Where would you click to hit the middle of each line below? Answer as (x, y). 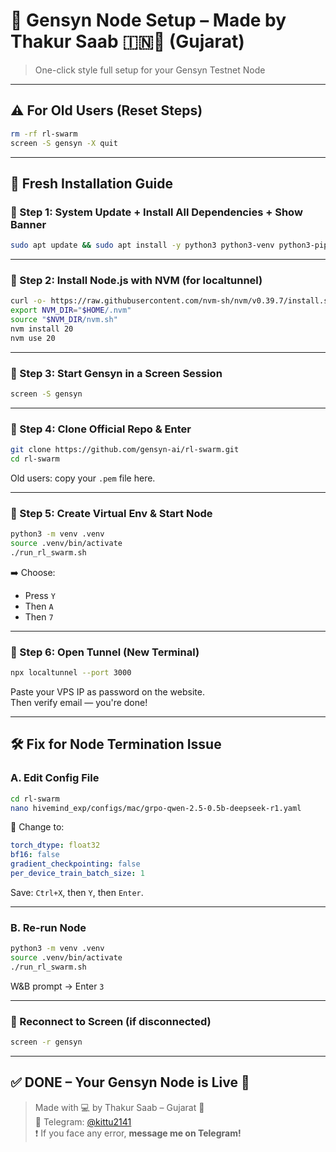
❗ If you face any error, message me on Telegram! (138, 1133)
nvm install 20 (42, 329)
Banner (28, 224)
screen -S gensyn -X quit (64, 143)
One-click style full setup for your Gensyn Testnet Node (150, 70)
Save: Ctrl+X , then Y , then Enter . (77, 892)
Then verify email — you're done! (79, 703)
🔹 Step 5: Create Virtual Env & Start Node (111, 513)
